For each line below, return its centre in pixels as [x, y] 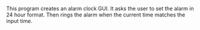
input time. [19, 21]
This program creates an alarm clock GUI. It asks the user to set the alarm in [100, 9]
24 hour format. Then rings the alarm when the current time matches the [96, 15]
